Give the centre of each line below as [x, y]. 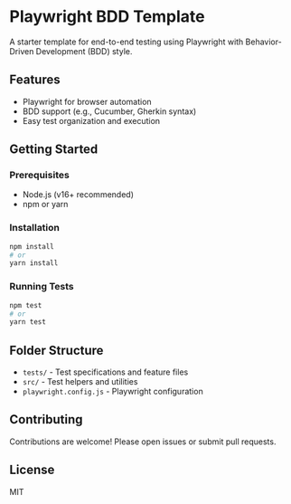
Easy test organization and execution [91, 120]
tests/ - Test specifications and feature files [105, 372]
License [32, 470]
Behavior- [263, 42]
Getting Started [54, 150]
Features [35, 80]
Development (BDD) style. [84, 51]
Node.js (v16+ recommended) [78, 195]
